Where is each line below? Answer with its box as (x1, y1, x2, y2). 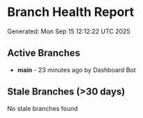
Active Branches (7, 47, 81, 59)
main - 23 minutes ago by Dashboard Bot (17, 65, 136, 74)
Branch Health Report (7, 4, 135, 20)
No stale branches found (7, 104, 78, 112)
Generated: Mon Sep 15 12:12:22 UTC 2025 (7, 27, 131, 35)
